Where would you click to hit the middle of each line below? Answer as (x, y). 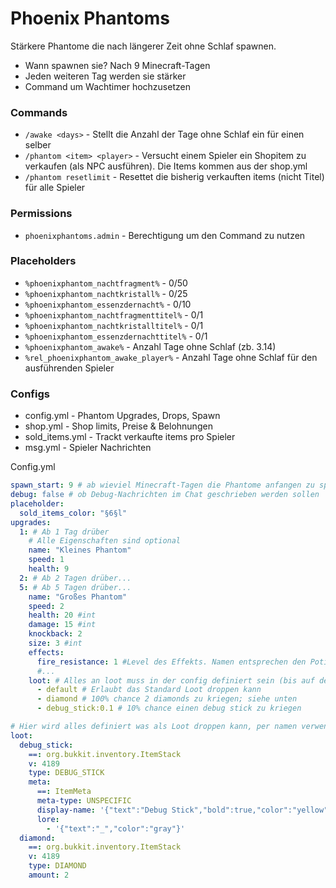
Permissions (41, 214)
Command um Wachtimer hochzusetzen (107, 86)
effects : (46, 652)
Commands (39, 112)
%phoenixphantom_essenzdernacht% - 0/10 (108, 304)
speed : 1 (46, 560)
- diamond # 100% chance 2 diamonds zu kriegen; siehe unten (167, 699)
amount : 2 (49, 875)
